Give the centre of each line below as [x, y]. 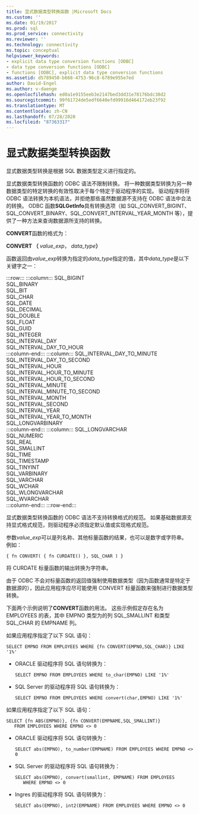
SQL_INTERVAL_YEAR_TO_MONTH [49, 417]
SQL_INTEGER [24, 335]
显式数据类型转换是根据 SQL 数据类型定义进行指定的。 [73, 171]
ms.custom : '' [24, 17]
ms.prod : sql [22, 28]
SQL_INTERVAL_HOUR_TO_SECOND [50, 379]
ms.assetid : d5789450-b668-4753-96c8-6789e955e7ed [70, 78]
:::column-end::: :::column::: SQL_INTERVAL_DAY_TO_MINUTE [82, 354]
